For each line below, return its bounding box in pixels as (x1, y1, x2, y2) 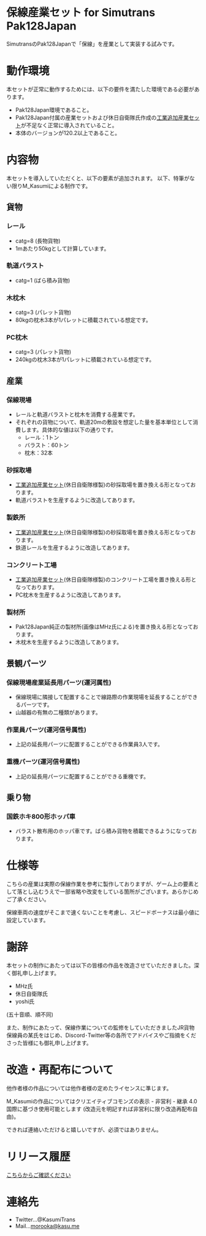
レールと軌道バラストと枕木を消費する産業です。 (15, 411, 139, 418)
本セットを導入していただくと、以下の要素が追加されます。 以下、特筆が (6, 174, 190, 182)
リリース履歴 (6, 1150, 71, 1164)
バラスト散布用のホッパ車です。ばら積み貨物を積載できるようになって (15, 827, 192, 835)
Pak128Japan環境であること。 (15, 106, 93, 114)
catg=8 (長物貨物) (15, 237, 61, 244)
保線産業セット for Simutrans (6, 6, 155, 20)
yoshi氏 (15, 998, 35, 1005)
